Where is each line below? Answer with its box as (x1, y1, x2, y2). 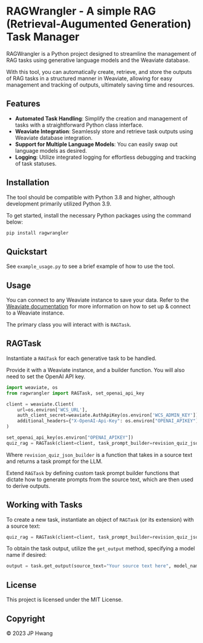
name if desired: (6, 551, 47, 559)
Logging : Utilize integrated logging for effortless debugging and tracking (14, 153, 196, 161)
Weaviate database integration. (14, 134, 93, 141)
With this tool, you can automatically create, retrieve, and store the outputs (6, 68, 192, 75)
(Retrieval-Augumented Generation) (6, 17, 192, 31)
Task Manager (6, 30, 80, 44)
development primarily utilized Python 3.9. (6, 200, 112, 207)
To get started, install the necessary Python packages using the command (6, 212, 192, 219)
